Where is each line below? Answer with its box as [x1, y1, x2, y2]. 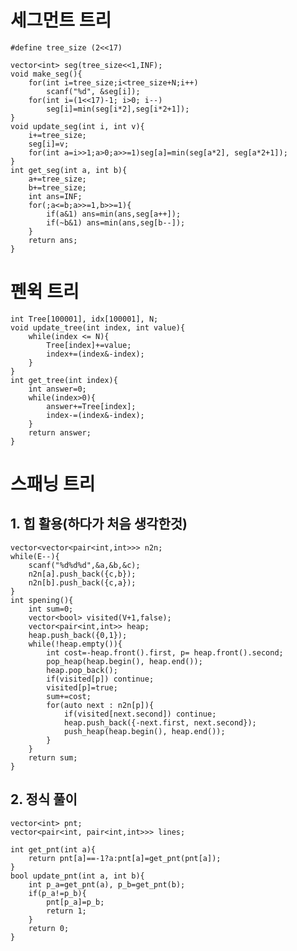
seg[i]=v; [28, 139, 70, 149]
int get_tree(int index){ [10, 375, 118, 385]
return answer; [28, 427, 92, 438]
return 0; [28, 923, 70, 933]
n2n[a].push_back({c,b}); [28, 569, 137, 579]
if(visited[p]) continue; [46, 674, 155, 684]
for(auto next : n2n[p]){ [46, 700, 155, 710]
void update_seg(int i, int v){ [10, 121, 145, 131]
